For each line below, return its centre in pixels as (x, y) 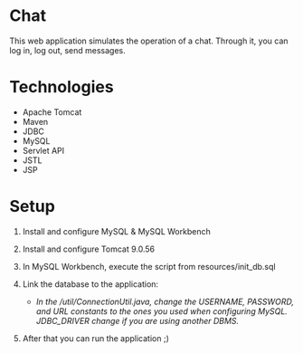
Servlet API (43, 150)
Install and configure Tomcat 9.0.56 (89, 249)
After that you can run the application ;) (96, 338)
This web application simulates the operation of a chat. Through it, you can (149, 41)
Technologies (62, 87)
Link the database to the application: (90, 284)
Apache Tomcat (52, 112)
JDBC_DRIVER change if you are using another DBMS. (137, 320)
